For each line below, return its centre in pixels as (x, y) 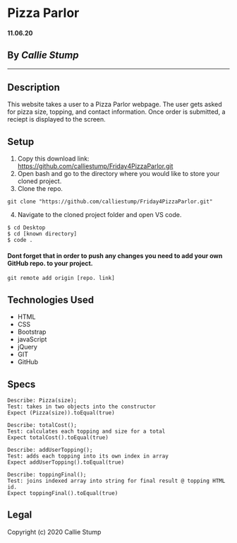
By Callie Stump (43, 56)
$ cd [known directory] (42, 234)
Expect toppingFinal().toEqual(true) (63, 494)
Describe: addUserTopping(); (50, 450)
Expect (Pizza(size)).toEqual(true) (61, 413)
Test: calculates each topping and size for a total (86, 432)
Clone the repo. (40, 189)
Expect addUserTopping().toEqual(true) (66, 462)
